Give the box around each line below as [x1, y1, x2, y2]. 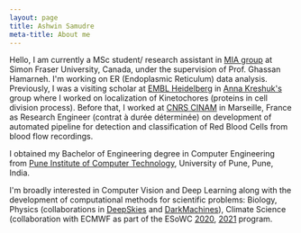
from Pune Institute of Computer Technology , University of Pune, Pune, [9, 158, 274, 169]
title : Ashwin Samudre [9, 22, 95, 31]
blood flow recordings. [9, 131, 94, 142]
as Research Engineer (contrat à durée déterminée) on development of [9, 112, 272, 122]
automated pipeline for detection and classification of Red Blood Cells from [9, 121, 288, 132]
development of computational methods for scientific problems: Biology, [9, 194, 278, 205]
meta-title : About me [9, 30, 91, 39]
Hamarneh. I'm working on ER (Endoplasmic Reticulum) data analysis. [9, 74, 268, 85]
